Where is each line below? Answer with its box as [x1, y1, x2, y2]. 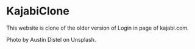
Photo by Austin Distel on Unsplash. [6, 36, 96, 43]
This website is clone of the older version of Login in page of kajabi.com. [6, 24, 189, 31]
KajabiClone [6, 4, 70, 18]
